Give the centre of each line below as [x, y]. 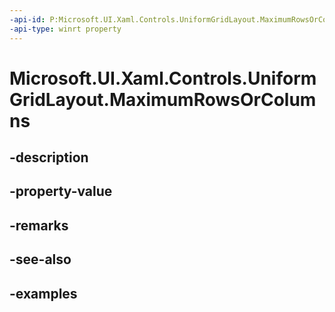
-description [49, 157]
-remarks [39, 225]
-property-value [61, 191]
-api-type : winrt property [65, 29]
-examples [43, 293]
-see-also [40, 259]
